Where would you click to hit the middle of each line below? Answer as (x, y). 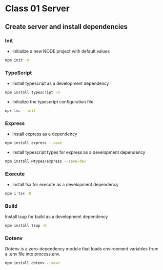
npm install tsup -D (26, 226)
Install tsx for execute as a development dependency (65, 185)
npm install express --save (34, 143)
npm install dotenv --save (32, 263)
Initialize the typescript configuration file (53, 101)
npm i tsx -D (18, 194)
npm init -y (17, 60)
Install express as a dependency (44, 134)
